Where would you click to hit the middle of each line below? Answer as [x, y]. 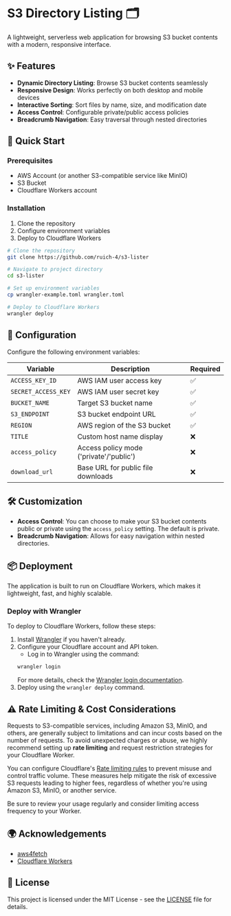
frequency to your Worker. [44, 811]
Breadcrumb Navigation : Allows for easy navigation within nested [111, 536]
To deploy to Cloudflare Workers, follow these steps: [81, 626]
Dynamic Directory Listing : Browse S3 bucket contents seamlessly [112, 83]
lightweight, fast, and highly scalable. [60, 593]
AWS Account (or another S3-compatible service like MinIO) [102, 176]
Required [205, 368]
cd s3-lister [26, 276]
